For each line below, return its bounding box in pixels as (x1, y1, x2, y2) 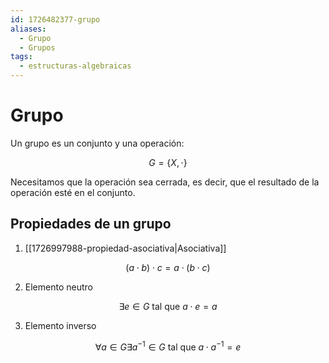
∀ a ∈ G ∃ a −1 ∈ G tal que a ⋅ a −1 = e (94, 339, 242, 353)
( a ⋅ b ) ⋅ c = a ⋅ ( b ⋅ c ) (125, 261, 211, 273)
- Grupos (19, 42, 56, 53)
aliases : (10, 24, 47, 34)
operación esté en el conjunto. (10, 186, 136, 198)
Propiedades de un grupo (10, 216, 172, 233)
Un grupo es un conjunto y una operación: (10, 137, 185, 149)
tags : (10, 52, 33, 62)
